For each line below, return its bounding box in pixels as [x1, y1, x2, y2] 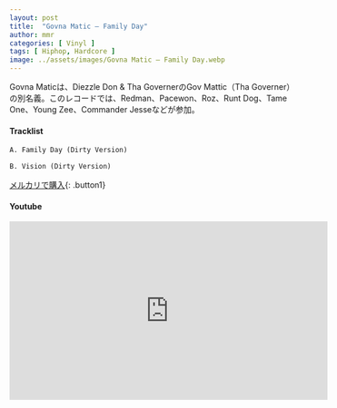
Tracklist [9, 125, 44, 136]
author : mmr [9, 30, 55, 39]
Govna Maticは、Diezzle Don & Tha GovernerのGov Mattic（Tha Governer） [9, 82, 295, 92]
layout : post [9, 13, 59, 23]
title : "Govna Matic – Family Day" [9, 22, 148, 31]
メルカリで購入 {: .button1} [9, 179, 106, 190]
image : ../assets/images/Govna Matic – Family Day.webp [9, 55, 225, 64]
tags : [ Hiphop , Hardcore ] [9, 47, 116, 56]
